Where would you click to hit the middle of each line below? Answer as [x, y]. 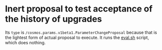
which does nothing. [25, 42]
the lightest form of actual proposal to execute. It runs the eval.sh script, [77, 37]
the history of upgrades [54, 19]
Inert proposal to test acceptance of [79, 9]
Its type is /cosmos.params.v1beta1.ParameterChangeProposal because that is [81, 32]
